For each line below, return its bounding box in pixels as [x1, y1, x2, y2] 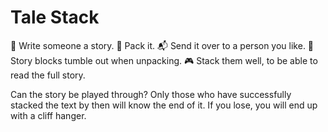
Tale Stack [10, 6, 100, 29]
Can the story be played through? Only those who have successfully [10, 88, 292, 100]
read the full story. [10, 69, 86, 81]
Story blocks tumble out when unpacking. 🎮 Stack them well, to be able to [10, 54, 318, 66]
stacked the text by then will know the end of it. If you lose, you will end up [10, 99, 318, 111]
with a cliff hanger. [10, 109, 87, 121]
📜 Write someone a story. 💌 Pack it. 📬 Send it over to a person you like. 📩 [10, 39, 315, 51]
